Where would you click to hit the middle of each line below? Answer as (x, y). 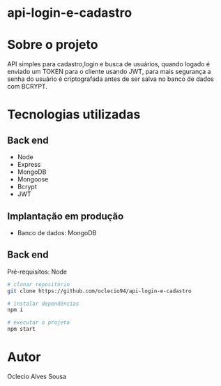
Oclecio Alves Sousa (37, 376)
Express (29, 165)
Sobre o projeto (53, 45)
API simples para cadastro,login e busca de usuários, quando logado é (109, 64)
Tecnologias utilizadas (74, 115)
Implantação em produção (66, 216)
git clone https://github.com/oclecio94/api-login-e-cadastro (99, 291)
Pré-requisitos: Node (37, 272)
